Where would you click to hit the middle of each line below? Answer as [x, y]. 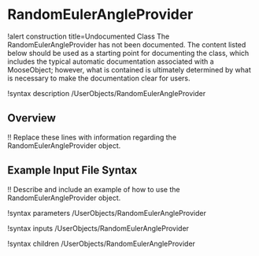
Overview [32, 119]
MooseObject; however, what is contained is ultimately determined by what [129, 69]
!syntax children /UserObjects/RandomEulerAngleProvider [102, 243]
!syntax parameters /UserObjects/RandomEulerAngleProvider [107, 213]
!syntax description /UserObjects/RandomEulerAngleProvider [107, 93]
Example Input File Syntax [72, 171]
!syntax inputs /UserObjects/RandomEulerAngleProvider [98, 228]
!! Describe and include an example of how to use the [94, 189]
